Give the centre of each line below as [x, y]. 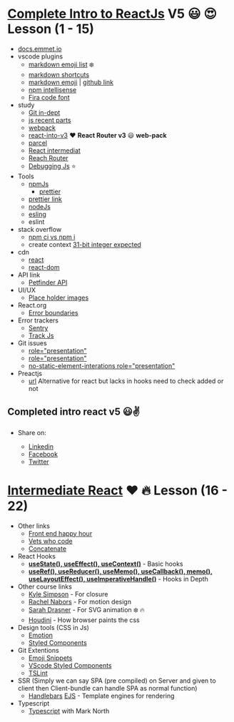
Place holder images [58, 298]
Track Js [41, 335]
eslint [36, 222]
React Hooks [36, 556]
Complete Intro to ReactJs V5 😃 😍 [112, 14]
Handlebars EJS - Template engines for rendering [101, 696]
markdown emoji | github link [71, 82]
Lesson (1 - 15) [51, 29]
